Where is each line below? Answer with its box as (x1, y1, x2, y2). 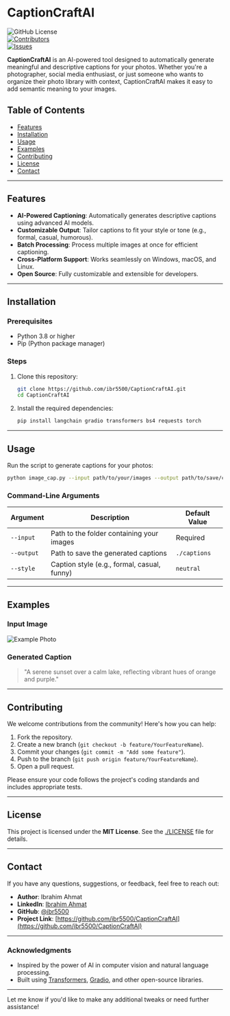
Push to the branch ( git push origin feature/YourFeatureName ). (16, 754, 199, 763)
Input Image (7, 620, 48, 629)
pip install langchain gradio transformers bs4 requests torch (16, 418, 202, 425)
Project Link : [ (16, 914, 58, 923)
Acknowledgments (7, 945, 72, 955)
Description (90, 513, 130, 523)
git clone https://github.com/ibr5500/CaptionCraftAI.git (16, 385, 186, 392)
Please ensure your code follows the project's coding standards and (7, 775, 200, 784)
